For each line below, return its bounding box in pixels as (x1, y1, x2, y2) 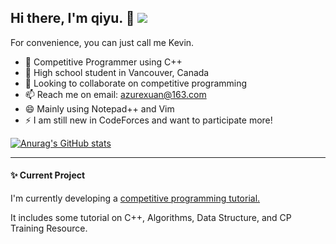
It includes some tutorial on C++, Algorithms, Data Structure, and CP (10, 212, 292, 224)
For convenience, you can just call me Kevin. (10, 36, 195, 48)
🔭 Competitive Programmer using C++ (24, 56, 183, 68)
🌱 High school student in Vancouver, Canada (24, 66, 210, 78)
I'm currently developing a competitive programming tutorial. (10, 192, 261, 205)
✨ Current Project (10, 169, 86, 181)
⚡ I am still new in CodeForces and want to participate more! (24, 114, 273, 126)
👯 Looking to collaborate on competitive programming (24, 77, 248, 89)
